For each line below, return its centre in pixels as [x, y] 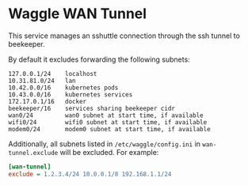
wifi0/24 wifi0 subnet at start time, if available [108, 122]
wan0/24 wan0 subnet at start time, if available [106, 115]
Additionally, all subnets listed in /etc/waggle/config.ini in [104, 144]
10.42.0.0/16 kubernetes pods [63, 88]
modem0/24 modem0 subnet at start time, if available [110, 129]
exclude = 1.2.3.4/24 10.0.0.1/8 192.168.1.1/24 [90, 174]
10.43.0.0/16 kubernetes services [71, 94]
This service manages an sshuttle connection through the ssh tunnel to [124, 36]
